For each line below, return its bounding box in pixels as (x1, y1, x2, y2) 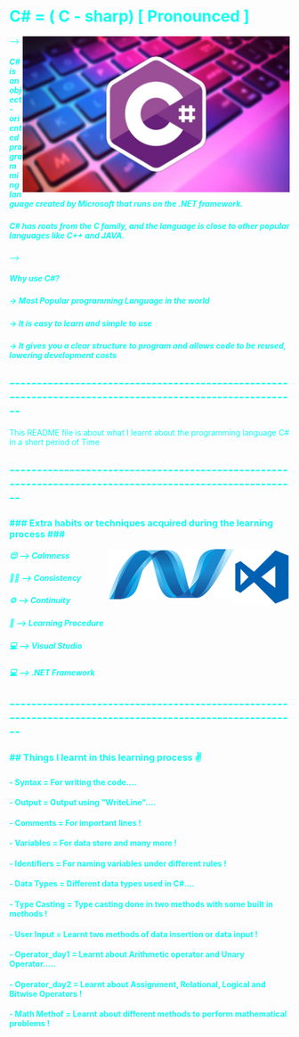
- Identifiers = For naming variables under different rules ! (9, 858, 227, 869)
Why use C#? (9, 273, 61, 283)
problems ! (9, 1018, 51, 1029)
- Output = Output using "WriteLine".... (9, 797, 157, 808)
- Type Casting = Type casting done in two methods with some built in (9, 899, 273, 910)
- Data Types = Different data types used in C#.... (9, 878, 195, 889)
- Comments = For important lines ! (9, 817, 141, 828)
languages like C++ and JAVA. (9, 230, 125, 241)
